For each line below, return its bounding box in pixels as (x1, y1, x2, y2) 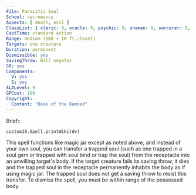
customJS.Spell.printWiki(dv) (6, 128, 80, 135)
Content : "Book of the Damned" (11, 101, 88, 107)
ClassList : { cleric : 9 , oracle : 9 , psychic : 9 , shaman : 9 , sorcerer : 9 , (6, 25, 191, 31)
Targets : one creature (6, 42, 62, 47)
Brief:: (6, 117, 21, 124)
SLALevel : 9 (6, 85, 35, 91)
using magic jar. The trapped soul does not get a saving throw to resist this (6, 170, 187, 177)
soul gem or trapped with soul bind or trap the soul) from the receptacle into (6, 151, 190, 158)
